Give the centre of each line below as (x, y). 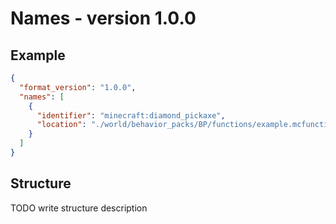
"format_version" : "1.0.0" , (78, 87)
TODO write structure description (79, 208)
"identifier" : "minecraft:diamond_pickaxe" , (131, 115)
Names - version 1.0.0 (103, 18)
